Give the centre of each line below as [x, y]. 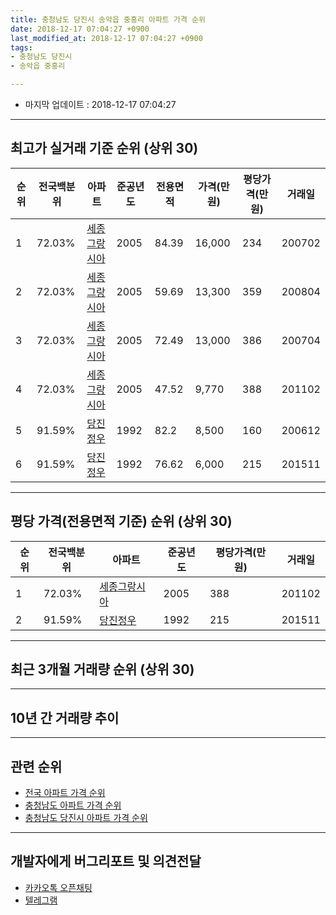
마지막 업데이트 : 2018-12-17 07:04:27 [100, 104]
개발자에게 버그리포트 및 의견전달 [106, 861]
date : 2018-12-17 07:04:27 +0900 [80, 29]
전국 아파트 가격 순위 [65, 793]
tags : [21, 47]
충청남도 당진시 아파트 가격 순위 [86, 818]
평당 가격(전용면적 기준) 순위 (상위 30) [121, 521]
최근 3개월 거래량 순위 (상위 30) [102, 669]
